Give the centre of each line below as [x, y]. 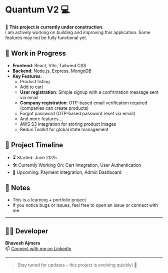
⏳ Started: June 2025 [34, 157]
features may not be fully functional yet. [46, 38]
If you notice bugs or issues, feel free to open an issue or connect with [85, 205]
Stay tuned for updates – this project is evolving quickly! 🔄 [77, 265]
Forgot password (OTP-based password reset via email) [77, 113]
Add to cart [31, 87]
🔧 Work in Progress [36, 53]
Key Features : [27, 76]
